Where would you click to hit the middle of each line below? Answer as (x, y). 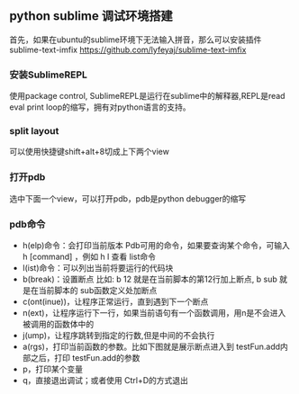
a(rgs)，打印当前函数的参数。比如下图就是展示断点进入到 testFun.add (151, 346)
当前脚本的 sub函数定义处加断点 (98, 290)
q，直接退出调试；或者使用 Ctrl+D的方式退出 (105, 380)
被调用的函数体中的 (58, 324)
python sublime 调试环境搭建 (91, 16)
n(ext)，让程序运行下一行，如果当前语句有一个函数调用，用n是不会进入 (154, 313)
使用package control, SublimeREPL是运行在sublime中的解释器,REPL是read (147, 96)
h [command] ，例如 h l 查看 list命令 (89, 256)
